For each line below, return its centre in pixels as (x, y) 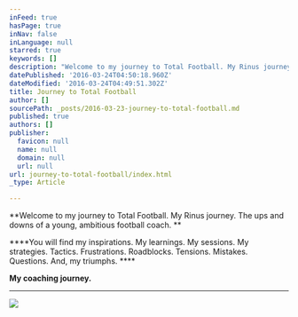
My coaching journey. (50, 278)
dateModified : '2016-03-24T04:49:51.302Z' (89, 83)
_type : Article (37, 183)
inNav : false (33, 34)
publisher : (29, 133)
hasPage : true (35, 26)
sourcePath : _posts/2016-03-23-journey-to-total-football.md (125, 108)
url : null (35, 166)
